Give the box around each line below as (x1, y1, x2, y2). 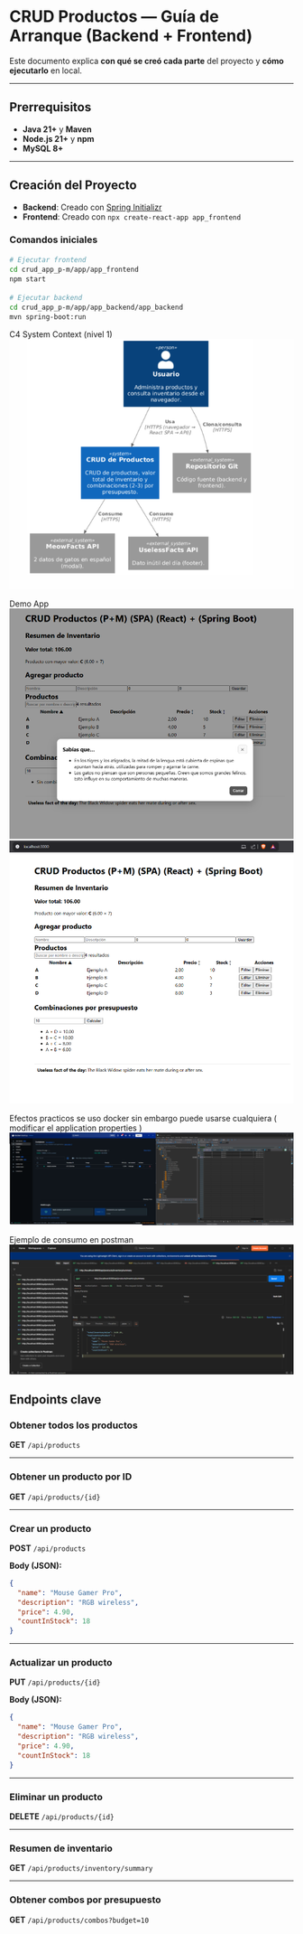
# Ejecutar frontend (9, 255, 87, 264)
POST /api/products (9, 1543, 87, 1554)
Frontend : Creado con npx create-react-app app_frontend (22, 211, 242, 222)
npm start (9, 274, 47, 284)
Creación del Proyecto (9, 178, 137, 193)
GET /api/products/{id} (9, 1491, 101, 1502)
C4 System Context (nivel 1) (9, 328, 113, 340)
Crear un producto (9, 1522, 92, 1535)
